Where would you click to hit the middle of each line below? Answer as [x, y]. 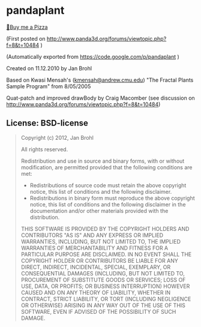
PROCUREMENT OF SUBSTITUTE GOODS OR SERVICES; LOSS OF [103, 280]
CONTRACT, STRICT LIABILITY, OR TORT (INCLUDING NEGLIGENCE [106, 299]
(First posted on [26, 38]
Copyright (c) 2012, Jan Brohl [57, 137]
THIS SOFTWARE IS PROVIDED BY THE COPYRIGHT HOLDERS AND [105, 229]
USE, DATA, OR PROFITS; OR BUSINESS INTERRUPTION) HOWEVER [105, 286]
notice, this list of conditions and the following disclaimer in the [108, 204]
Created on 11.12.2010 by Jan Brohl [49, 68]
